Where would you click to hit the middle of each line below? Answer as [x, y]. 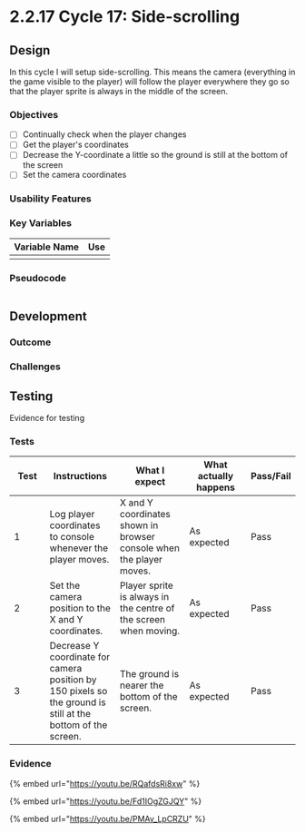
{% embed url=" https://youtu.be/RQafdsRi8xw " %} [105, 783]
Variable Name [47, 247]
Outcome [30, 342]
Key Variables [41, 223]
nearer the [142, 685]
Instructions [80, 476]
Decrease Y [74, 646]
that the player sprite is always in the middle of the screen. [119, 91]
